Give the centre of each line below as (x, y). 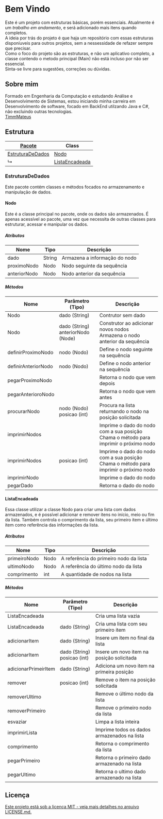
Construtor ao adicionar (126, 323)
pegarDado (20, 486)
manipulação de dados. (28, 192)
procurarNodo (24, 411)
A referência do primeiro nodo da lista (104, 559)
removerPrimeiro (27, 711)
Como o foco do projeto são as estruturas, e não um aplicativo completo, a (80, 53)
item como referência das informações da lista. (52, 525)
